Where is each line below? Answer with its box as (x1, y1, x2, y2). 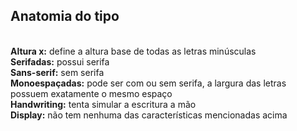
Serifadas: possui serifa (10, 55, 110, 68)
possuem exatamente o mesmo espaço (10, 87, 173, 99)
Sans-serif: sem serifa (10, 66, 105, 78)
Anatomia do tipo (10, 8, 120, 25)
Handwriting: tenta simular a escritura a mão (10, 98, 197, 110)
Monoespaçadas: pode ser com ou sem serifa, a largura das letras (10, 77, 287, 89)
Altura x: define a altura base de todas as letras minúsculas (10, 45, 257, 57)
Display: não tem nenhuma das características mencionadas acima (10, 109, 288, 121)
